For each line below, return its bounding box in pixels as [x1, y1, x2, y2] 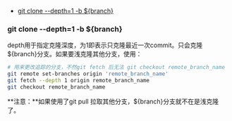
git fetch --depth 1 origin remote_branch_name [7, 77, 150, 84]
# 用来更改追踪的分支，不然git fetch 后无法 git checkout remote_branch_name [7, 64, 226, 71]
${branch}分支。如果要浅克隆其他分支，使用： [7, 50, 142, 58]
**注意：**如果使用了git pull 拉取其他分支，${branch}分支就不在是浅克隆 [7, 97, 219, 106]
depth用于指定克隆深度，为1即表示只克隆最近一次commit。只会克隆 [7, 41, 203, 49]
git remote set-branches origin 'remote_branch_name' [7, 70, 169, 77]
